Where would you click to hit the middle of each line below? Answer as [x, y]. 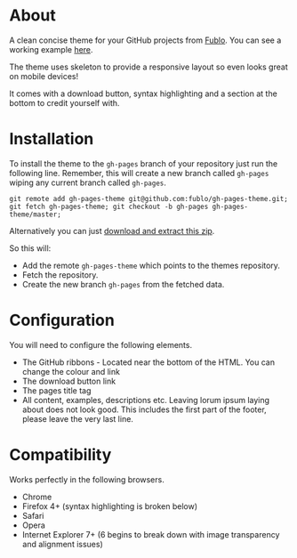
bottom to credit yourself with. [64, 102]
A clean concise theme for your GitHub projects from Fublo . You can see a [145, 40]
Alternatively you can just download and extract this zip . [112, 230]
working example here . [51, 49]
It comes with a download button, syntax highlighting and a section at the [143, 93]
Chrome [37, 497]
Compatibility [60, 455]
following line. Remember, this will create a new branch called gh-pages [139, 173]
